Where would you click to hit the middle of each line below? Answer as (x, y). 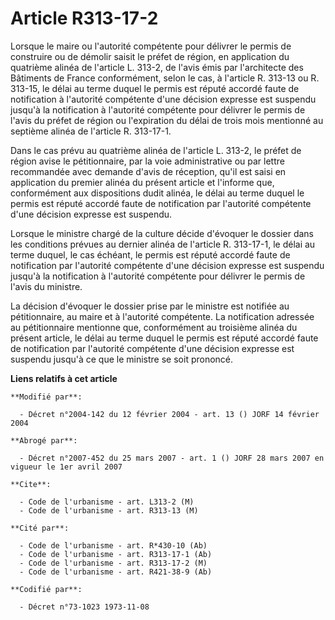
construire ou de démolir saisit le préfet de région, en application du (150, 56)
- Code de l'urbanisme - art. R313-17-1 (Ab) (116, 554)
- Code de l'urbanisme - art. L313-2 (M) (107, 502)
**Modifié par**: (46, 397)
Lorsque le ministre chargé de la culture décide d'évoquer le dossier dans (162, 233)
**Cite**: (31, 484)
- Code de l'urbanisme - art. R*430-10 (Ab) (113, 545)
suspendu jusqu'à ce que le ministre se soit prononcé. (122, 359)
